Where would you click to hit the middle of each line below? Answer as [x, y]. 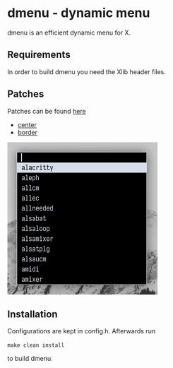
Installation [32, 314]
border [27, 132]
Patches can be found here [47, 111]
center [27, 124]
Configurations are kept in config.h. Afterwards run [82, 331]
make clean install [36, 345]
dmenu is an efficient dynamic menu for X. [69, 32]
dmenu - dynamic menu [79, 13]
